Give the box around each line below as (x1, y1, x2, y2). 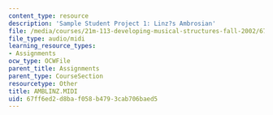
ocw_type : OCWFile (8, 57, 71, 66)
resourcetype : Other (8, 79, 79, 87)
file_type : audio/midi (8, 34, 85, 43)
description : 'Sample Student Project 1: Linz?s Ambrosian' (8, 19, 217, 28)
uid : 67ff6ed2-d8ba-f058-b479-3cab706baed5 (8, 95, 158, 103)
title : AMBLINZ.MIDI (8, 87, 79, 96)
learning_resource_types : (8, 42, 96, 50)
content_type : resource (8, 11, 89, 20)
